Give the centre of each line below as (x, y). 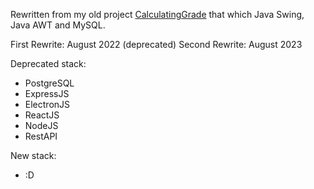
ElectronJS (47, 104)
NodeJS (41, 125)
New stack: (33, 155)
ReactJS (42, 115)
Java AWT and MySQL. (58, 25)
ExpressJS (47, 93)
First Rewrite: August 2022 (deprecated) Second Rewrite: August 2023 (156, 44)
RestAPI (41, 136)
